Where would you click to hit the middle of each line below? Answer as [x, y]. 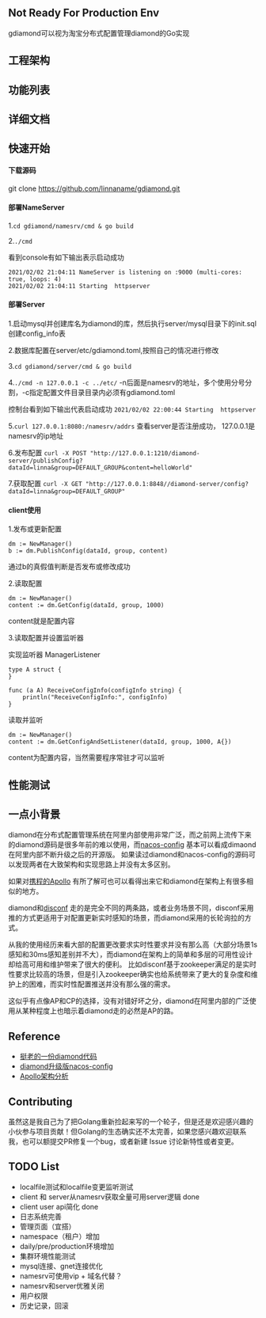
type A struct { [35, 670]
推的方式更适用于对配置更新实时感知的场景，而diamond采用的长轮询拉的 [127, 918]
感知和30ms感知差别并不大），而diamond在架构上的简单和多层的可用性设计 [131, 955]
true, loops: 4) [35, 279]
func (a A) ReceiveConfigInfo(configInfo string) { [95, 691]
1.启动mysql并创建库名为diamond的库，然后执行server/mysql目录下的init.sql [133, 323]
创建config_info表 [37, 333]
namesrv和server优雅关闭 [62, 1286]
